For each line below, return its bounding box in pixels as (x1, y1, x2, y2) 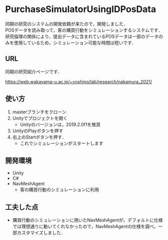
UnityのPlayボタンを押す (12, 127, 64, 134)
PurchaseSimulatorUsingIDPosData (5, 4, 156, 15)
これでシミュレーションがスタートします (20, 140, 104, 146)
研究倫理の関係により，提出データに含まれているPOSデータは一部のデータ (5, 33, 159, 39)
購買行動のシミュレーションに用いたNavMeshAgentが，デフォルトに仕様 (12, 217, 163, 223)
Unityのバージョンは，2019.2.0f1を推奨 (20, 121, 101, 127)
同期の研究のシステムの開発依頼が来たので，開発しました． (5, 21, 128, 27)
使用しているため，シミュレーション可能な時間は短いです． (14, 39, 136, 46)
